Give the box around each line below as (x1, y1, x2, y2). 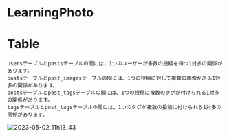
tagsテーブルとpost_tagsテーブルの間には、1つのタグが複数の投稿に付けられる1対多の (7, 104, 222, 111)
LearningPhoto (7, 5, 94, 21)
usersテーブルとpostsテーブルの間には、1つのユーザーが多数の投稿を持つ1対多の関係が (7, 60, 223, 67)
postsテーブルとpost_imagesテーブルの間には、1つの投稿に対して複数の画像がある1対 (7, 75, 221, 82)
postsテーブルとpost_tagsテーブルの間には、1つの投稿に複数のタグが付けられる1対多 (7, 89, 220, 97)
